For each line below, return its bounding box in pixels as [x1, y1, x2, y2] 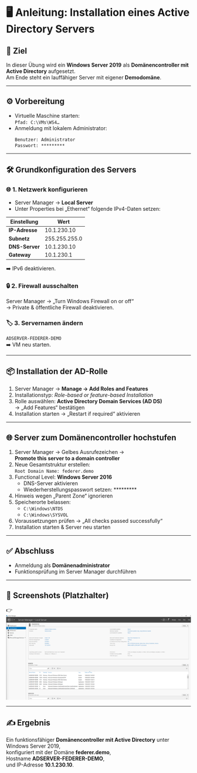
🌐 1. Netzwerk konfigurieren [6, 185, 88, 194]
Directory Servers [6, 22, 95, 36]
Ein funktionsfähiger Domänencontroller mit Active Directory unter [6, 736, 170, 743]
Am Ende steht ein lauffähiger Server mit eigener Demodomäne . [6, 74, 162, 81]
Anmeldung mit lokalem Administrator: [14, 124, 107, 131]
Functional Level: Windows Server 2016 [14, 473, 113, 480]
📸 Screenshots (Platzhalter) [6, 590, 109, 601]
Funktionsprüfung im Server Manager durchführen [14, 568, 137, 575]
